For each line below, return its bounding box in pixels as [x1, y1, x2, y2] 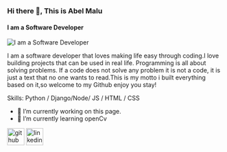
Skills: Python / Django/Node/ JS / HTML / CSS [7, 94, 140, 102]
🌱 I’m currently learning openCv [16, 114, 108, 123]
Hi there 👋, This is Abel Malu [7, 6, 103, 16]
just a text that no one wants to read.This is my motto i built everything [7, 73, 206, 81]
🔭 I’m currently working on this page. [16, 107, 121, 116]
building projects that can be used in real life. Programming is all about [7, 59, 206, 67]
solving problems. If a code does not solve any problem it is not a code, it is [7, 66, 221, 75]
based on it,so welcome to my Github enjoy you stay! [7, 81, 157, 89]
